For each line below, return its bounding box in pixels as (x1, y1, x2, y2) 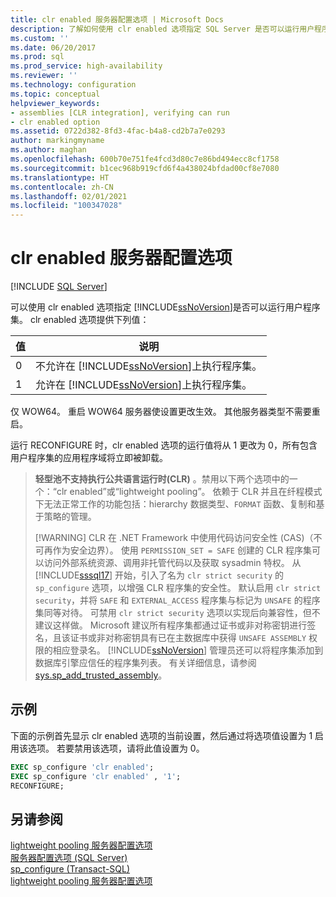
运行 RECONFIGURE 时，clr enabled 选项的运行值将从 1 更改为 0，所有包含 (10, 439, 318, 451)
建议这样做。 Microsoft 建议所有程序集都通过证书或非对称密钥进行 (34, 619, 308, 631)
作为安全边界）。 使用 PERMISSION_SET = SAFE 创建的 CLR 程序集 (52, 544, 312, 556)
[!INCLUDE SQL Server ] (10, 281, 108, 293)
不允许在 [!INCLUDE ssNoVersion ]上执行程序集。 (35, 359, 263, 373)
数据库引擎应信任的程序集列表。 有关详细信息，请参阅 (34, 657, 257, 669)
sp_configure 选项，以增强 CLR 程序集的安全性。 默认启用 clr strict (34, 582, 322, 594)
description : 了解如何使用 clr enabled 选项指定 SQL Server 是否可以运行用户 (10, 24, 315, 34)
